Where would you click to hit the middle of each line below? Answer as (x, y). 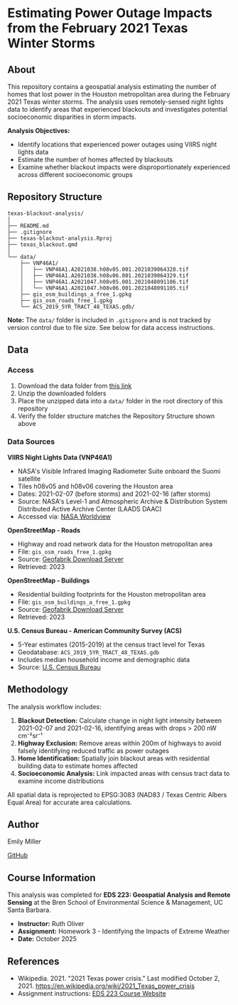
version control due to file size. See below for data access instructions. (111, 327)
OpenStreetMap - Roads (44, 530)
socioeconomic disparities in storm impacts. (72, 117)
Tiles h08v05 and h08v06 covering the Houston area (95, 486)
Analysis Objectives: (39, 131)
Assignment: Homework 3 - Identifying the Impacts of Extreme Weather (124, 931)
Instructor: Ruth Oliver (51, 924)
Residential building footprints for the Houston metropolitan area (112, 594)
